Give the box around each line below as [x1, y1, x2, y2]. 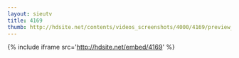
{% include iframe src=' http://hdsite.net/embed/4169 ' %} [7, 43, 176, 52]
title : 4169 [7, 17, 43, 24]
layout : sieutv [7, 10, 53, 18]
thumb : [7, 23, 27, 30]
